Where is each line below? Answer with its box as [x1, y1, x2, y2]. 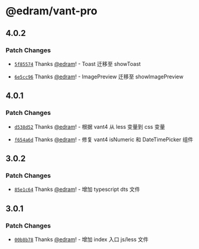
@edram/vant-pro [5, 4, 98, 18]
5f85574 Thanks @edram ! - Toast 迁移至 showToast [14, 60, 141, 67]
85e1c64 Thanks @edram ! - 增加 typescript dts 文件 [14, 186, 140, 193]
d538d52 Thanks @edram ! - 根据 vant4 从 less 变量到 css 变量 [14, 123, 166, 130]
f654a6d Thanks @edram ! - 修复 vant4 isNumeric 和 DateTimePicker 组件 [14, 136, 194, 143]
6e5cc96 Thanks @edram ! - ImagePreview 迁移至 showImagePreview [14, 73, 183, 80]
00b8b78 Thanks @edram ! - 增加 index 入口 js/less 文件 [14, 235, 149, 243]
